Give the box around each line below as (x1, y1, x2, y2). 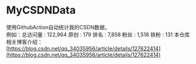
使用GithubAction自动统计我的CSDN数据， (6, 23, 110, 31)
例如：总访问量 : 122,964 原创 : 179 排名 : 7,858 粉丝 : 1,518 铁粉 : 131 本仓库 (6, 31, 190, 38)
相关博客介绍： (6, 38, 43, 45)
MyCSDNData (6, 4, 76, 17)
